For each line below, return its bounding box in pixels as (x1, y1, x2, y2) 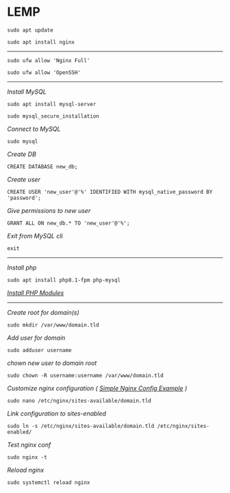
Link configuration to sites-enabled (7, 409, 107, 418)
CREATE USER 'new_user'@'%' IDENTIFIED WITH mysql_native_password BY (7, 188, 213, 195)
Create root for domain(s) (7, 308, 80, 316)
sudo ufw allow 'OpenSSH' (7, 69, 81, 76)
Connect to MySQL (7, 125, 61, 133)
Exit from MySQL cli (7, 231, 63, 240)
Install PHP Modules (7, 288, 64, 296)
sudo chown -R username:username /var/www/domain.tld (7, 372, 164, 379)
